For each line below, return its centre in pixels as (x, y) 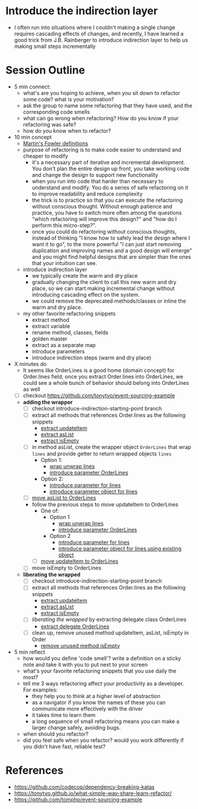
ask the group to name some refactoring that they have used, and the (108, 106)
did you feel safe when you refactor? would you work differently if (103, 740)
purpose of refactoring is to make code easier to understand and (102, 149)
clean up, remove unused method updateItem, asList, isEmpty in (110, 632)
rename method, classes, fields (70, 332)
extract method (50, 320)
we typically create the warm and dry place (85, 275)
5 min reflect (30, 652)
